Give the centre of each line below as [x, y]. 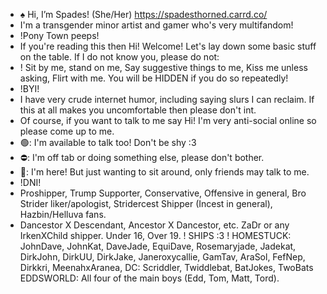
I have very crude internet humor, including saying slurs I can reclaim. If [167, 99]
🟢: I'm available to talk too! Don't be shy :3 [108, 142]
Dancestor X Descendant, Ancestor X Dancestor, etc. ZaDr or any [154, 225]
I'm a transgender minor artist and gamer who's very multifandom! [156, 25]
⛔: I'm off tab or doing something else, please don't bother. [142, 157]
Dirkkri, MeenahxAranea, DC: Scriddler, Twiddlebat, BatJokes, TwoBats [166, 267]
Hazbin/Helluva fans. [63, 214]
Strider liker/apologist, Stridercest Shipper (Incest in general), [146, 203]
